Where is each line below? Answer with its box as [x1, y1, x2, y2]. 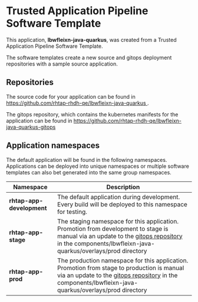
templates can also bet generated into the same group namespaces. [6, 168, 172, 176]
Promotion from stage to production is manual [57, 264, 184, 272]
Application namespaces [6, 141, 100, 151]
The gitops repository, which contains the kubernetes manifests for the [6, 111, 179, 118]
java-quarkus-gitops [6, 123, 56, 131]
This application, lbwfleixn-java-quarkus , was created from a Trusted [6, 36, 177, 43]
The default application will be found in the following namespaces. [6, 156, 167, 163]
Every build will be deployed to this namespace [57, 200, 187, 208]
